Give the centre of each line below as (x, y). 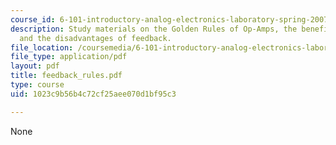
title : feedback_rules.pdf (66, 76)
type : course (37, 85)
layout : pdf (35, 66)
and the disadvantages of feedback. (95, 38)
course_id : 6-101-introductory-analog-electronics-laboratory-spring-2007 (169, 19)
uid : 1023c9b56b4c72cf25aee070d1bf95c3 (93, 94)
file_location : (42, 47)
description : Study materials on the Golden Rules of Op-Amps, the (154, 29)
